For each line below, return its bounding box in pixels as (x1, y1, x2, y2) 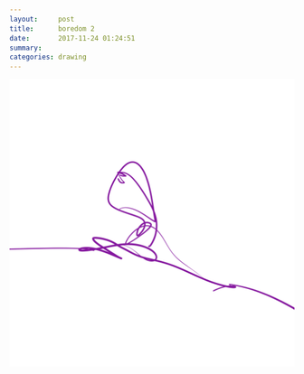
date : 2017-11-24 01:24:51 (9, 33, 136, 42)
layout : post (9, 14, 75, 23)
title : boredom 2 (9, 23, 95, 33)
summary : (9, 43, 43, 52)
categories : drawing (9, 52, 88, 62)
